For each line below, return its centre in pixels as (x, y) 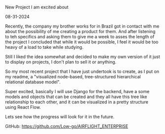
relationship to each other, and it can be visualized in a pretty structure (77, 102)
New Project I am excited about (37, 7)
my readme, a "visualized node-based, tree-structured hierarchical (73, 77)
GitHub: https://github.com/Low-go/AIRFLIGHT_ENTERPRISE (67, 126)
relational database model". (33, 82)
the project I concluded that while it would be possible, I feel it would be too (82, 42)
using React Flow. (23, 107)
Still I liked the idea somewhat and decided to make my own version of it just (82, 57)
